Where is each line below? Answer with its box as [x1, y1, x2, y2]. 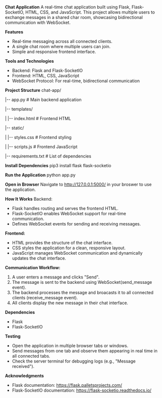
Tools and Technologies [5, 58, 54, 64]
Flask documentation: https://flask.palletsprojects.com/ [12, 382, 122, 388]
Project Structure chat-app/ [5, 87, 61, 93]
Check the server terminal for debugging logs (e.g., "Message [12, 358, 136, 364]
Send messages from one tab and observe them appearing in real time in [12, 348, 158, 354]
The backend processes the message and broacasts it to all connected [12, 290, 154, 295]
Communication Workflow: [5, 265, 60, 270]
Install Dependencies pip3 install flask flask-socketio [5, 163, 111, 168]
